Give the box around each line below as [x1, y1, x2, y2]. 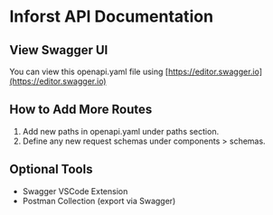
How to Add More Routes [9, 102, 153, 117]
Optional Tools [9, 162, 93, 177]
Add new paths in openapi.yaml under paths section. [22, 126, 220, 136]
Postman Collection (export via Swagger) [22, 195, 176, 206]
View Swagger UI [9, 42, 108, 58]
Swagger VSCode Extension [22, 185, 128, 196]
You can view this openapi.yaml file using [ [9, 66, 169, 77]
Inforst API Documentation [9, 6, 214, 27]
